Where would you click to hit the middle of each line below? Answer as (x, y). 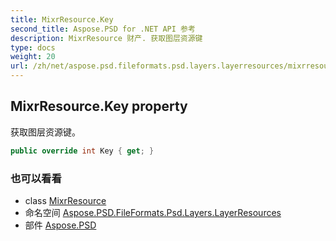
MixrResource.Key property (99, 106)
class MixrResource (65, 200)
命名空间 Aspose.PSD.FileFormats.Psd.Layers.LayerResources (153, 212)
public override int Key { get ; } (82, 151)
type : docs (33, 47)
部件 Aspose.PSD (60, 225)
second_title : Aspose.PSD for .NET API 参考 (103, 29)
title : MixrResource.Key (62, 19)
